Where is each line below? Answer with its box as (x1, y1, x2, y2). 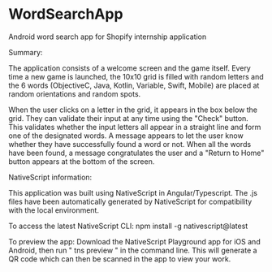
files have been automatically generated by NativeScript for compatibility (8, 196, 253, 206)
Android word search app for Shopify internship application (8, 32, 207, 41)
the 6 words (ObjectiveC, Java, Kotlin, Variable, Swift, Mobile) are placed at (8, 80, 260, 90)
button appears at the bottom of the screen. (8, 156, 155, 166)
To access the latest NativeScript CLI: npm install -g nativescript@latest (8, 221, 248, 231)
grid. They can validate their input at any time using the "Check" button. (8, 113, 249, 123)
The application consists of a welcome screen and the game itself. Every (8, 63, 252, 73)
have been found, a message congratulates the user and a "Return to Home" (8, 148, 265, 158)
